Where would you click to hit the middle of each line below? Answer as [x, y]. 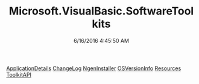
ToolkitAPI [19, 74]
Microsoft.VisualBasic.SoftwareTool [101, 11]
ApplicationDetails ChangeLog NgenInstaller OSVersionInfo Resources [94, 68]
